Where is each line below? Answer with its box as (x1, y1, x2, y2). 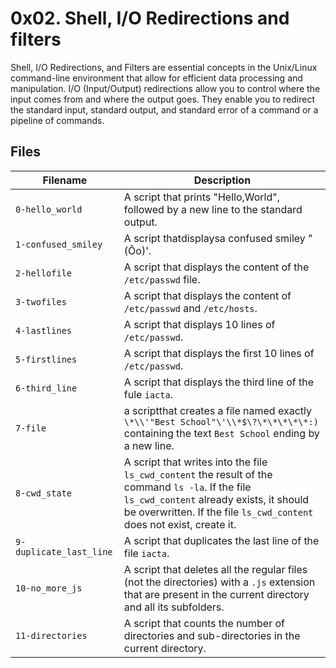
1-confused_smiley (15, 238, 103, 250)
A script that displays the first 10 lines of (123, 346, 315, 360)
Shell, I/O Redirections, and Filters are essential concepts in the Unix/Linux (10, 61, 318, 73)
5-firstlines (15, 353, 78, 365)
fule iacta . (123, 387, 173, 401)
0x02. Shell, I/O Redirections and (10, 7, 290, 30)
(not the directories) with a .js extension (123, 575, 316, 589)
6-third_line (15, 382, 78, 394)
